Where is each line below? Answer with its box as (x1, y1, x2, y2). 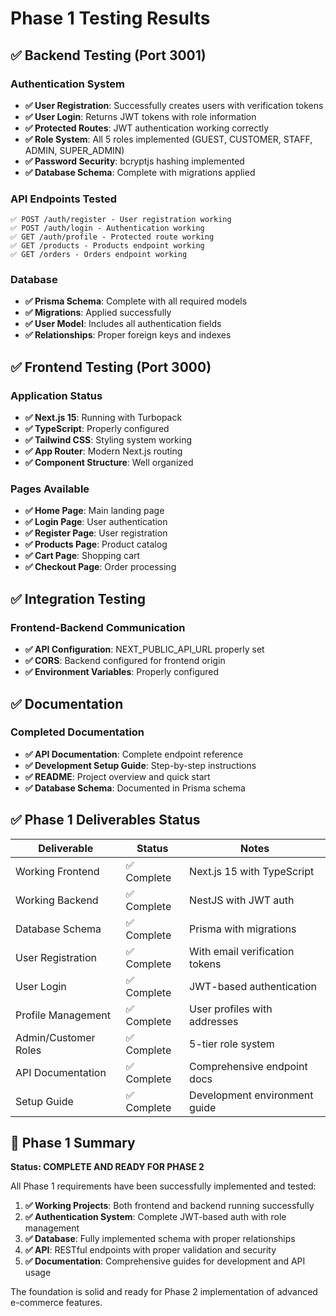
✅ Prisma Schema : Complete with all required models (24, 295, 248, 307)
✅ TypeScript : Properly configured (24, 423, 170, 435)
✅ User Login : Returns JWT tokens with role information (24, 110, 257, 122)
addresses (189, 1014, 239, 1028)
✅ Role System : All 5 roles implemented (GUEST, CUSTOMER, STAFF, (24, 133, 313, 145)
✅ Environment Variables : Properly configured (24, 666, 220, 678)
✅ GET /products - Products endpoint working (10, 241, 205, 251)
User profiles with (189, 1002, 273, 1016)
